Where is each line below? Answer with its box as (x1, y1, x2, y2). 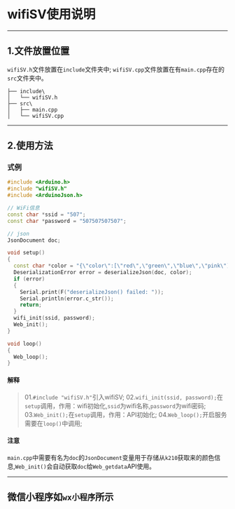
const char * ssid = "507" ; (7, 211, 86, 218)
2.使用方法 (7, 140, 54, 151)
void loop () (7, 340, 42, 347)
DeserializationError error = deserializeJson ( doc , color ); (13, 269, 192, 276)
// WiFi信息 (7, 205, 40, 212)
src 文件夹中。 (7, 74, 48, 82)
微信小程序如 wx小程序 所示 (7, 491, 114, 503)
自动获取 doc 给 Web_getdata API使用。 (52, 462, 156, 470)
